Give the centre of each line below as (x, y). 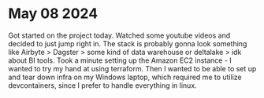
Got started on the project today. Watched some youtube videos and (119, 35)
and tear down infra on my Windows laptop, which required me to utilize (125, 77)
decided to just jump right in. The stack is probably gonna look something (128, 43)
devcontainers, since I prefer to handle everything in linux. (102, 85)
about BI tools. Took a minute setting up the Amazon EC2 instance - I (120, 60)
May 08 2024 (53, 14)
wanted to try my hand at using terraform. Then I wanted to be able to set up (132, 68)
